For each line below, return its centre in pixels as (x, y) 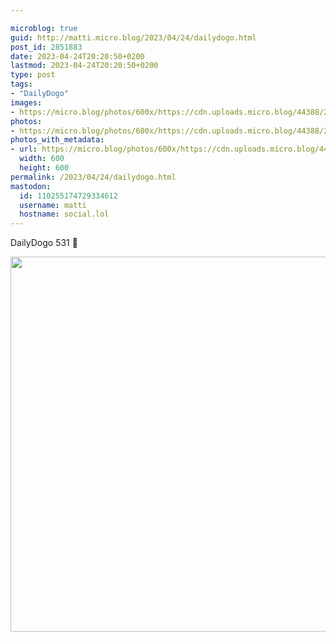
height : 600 (44, 168)
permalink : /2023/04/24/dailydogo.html (93, 177)
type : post (33, 75)
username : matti (53, 205)
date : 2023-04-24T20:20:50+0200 (77, 56)
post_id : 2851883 (46, 47)
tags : (21, 84)
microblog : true (44, 28)
